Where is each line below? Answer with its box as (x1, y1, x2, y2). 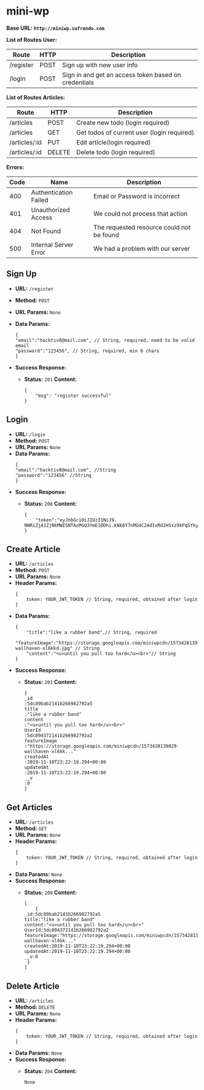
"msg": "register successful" (35, 393, 112, 399)
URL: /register (15, 285, 54, 292)
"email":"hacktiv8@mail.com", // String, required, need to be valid (15, 337, 195, 344)
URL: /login (15, 430, 46, 438)
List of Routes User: (6, 36, 58, 43)
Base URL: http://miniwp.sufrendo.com (6, 24, 105, 32)
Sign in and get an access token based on (62, 70, 182, 79)
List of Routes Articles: (6, 93, 66, 101)
